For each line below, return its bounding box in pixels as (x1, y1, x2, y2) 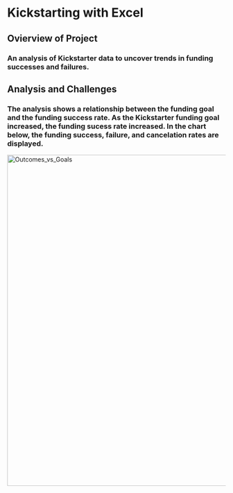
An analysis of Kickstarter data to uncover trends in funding (7, 53, 214, 63)
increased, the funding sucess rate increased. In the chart (7, 121, 207, 131)
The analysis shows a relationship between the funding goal (7, 104, 214, 114)
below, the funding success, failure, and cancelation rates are (7, 130, 219, 139)
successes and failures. (7, 62, 89, 71)
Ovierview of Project (7, 33, 98, 44)
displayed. (7, 139, 44, 148)
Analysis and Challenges (7, 83, 117, 95)
